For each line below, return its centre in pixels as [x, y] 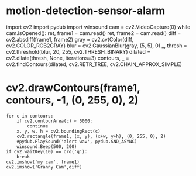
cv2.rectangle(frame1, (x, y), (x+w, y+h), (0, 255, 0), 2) [91, 136]
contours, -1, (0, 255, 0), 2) [72, 100]
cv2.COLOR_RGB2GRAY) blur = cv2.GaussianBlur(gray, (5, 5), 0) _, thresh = [97, 46]
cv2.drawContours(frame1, [73, 88]
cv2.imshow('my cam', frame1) [43, 162]
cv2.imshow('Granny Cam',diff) [44, 167]
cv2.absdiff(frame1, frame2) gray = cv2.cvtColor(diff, [70, 39]
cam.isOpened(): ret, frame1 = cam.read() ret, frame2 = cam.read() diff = [94, 33]
